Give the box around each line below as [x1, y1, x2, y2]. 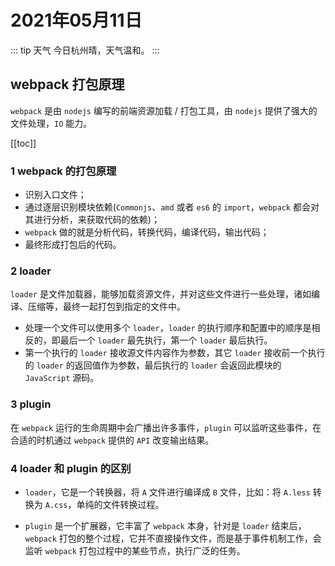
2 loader [10, 264, 52, 278]
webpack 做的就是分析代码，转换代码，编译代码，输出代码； [24, 226, 270, 238]
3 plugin [10, 397, 52, 411]
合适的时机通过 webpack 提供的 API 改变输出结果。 [10, 434, 215, 446]
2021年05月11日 [10, 9, 143, 32]
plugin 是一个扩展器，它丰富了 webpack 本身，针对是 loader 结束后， [24, 519, 307, 531]
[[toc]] [10, 137, 37, 149]
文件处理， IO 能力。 [10, 117, 93, 129]
